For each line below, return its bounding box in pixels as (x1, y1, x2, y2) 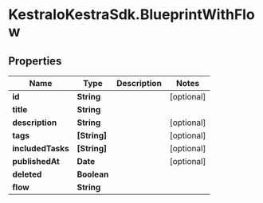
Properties (8, 54, 62, 68)
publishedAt (12, 156, 60, 166)
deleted (12, 169, 42, 180)
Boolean (77, 169, 109, 180)
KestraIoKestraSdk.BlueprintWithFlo (8, 6, 255, 24)
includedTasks (12, 143, 69, 154)
